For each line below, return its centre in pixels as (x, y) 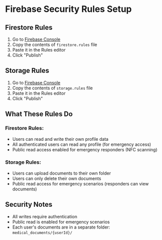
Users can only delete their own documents (57, 178)
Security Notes (29, 205)
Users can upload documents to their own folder (61, 173)
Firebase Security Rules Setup (68, 9)
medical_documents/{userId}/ (42, 233)
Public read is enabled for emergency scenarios (61, 222)
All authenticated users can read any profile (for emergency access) (82, 144)
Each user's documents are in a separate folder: (61, 227)
